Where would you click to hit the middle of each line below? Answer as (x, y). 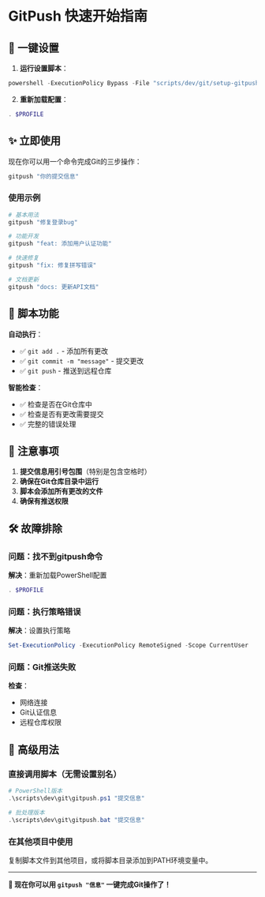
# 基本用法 (24, 215)
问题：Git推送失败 (42, 667)
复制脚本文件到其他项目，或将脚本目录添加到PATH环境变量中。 (110, 860)
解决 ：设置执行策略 (39, 631)
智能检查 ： (26, 387)
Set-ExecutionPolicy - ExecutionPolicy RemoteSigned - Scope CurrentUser (128, 646)
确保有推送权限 (44, 501)
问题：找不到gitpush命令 (56, 556)
